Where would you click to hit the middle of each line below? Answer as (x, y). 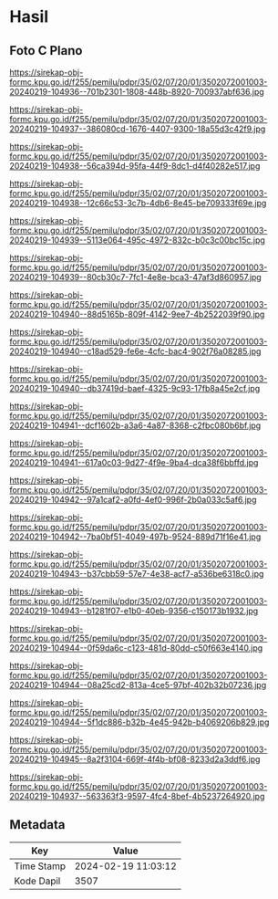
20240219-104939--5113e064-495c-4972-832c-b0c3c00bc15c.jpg (138, 240)
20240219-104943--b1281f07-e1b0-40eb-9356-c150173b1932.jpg (134, 611)
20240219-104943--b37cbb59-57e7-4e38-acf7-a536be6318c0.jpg (137, 574)
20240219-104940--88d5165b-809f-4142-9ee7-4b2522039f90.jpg (137, 314)
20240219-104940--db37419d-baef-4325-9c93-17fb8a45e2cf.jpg (135, 388)
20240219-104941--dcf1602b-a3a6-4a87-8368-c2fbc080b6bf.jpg (135, 425)
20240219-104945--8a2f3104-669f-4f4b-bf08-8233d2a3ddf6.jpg (135, 759)
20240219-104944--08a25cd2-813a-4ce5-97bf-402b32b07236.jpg (138, 685)
